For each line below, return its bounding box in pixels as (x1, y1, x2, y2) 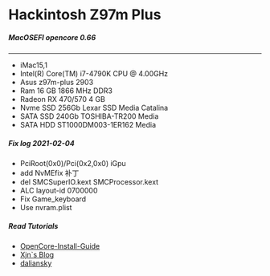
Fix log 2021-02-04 (8, 138, 75, 148)
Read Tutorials (8, 221, 59, 230)
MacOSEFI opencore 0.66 (8, 32, 96, 42)
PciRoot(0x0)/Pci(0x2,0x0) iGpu (19, 159, 126, 168)
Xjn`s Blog (19, 250, 55, 260)
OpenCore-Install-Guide (19, 241, 100, 251)
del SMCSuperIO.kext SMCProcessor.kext (19, 177, 159, 187)
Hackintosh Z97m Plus (8, 6, 162, 24)
